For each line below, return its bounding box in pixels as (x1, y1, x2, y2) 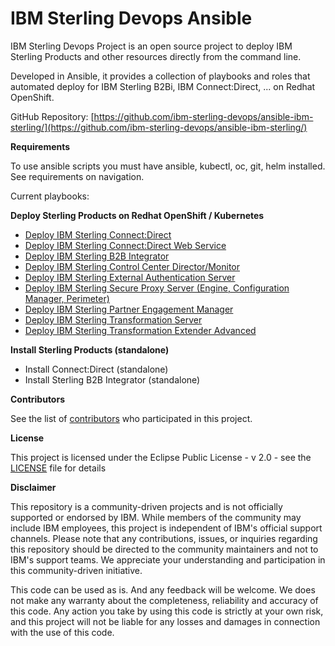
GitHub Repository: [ (10, 110, 95, 122)
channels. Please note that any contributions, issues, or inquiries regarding (10, 532, 318, 544)
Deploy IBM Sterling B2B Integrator (24, 250, 170, 262)
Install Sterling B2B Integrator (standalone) (24, 373, 201, 386)
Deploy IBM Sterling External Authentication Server (24, 271, 236, 283)
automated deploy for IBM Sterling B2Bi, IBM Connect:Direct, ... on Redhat (10, 80, 316, 92)
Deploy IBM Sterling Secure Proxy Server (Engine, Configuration (24, 282, 290, 294)
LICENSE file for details (10, 462, 107, 474)
